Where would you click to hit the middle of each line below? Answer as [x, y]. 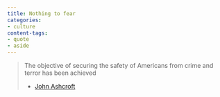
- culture [22, 26]
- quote [18, 39]
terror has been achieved [60, 73]
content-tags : [28, 33]
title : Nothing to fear [42, 14]
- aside [18, 46]
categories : [24, 20]
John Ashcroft [55, 86]
